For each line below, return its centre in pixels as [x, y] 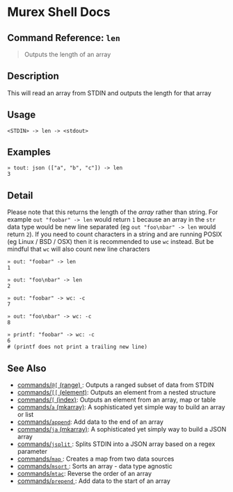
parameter [32, 452]
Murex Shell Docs [59, 12]
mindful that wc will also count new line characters [79, 249]
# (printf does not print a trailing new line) [78, 347]
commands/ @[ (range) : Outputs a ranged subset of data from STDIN [115, 385]
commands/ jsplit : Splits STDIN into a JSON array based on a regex [116, 444]
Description [33, 76]
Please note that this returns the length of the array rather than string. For [113, 212]
